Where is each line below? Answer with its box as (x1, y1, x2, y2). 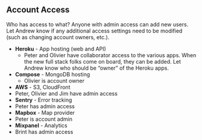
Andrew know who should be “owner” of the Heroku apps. (24, 64, 169, 72)
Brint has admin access (14, 128, 74, 135)
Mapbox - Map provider (14, 109, 75, 116)
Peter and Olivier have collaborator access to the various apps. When (24, 51, 197, 59)
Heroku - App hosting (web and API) (14, 45, 107, 52)
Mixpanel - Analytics (14, 121, 68, 129)
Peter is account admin (14, 115, 73, 123)
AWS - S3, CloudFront (14, 84, 71, 91)
